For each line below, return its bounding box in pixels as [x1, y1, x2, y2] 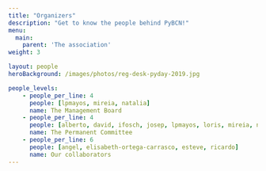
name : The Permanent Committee [28, 128, 133, 137]
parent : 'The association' [22, 41, 112, 49]
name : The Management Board [28, 106, 123, 115]
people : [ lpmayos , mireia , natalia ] [28, 99, 150, 107]
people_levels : [8, 84, 59, 92]
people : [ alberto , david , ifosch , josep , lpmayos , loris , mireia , [28, 121, 253, 129]
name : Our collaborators [28, 150, 112, 158]
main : [15, 33, 34, 42]
